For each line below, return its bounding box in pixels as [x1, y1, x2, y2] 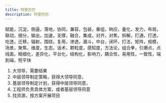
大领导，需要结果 [12, 67, 47, 73]
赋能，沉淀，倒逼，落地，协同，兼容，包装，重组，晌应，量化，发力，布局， [5, 26, 161, 32]
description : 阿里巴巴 [5, 12, 49, 17]
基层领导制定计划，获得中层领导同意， [12, 80, 90, 86]
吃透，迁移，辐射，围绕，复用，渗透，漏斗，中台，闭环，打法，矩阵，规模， [5, 38, 161, 45]
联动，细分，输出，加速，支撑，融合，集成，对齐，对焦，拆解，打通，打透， [5, 32, 161, 38]
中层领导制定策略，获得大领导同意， [12, 74, 86, 80]
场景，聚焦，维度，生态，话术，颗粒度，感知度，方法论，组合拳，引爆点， [5, 45, 157, 51]
